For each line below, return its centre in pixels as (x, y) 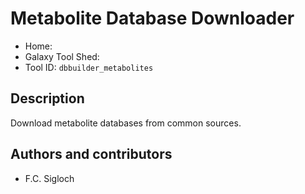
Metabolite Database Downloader (152, 18)
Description (47, 98)
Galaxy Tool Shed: (62, 56)
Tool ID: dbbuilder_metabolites (89, 67)
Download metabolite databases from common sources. (126, 123)
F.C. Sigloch (49, 178)
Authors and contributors (91, 154)
